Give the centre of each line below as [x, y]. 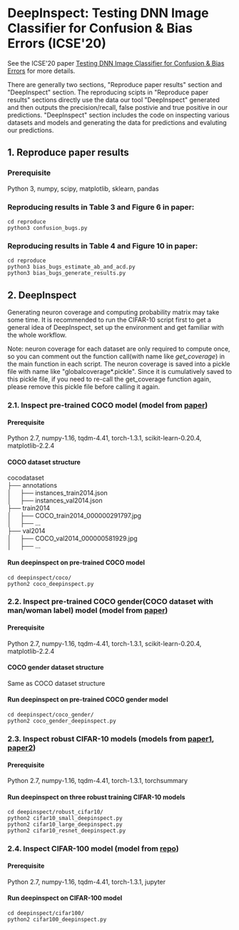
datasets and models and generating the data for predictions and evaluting [117, 122]
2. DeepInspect [42, 295]
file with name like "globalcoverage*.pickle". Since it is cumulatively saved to [119, 372]
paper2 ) [22, 748]
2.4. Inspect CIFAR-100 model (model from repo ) [93, 849]
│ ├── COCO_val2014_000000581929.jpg [72, 539]
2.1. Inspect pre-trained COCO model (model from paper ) [108, 405]
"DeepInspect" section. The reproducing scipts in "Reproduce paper [108, 92]
